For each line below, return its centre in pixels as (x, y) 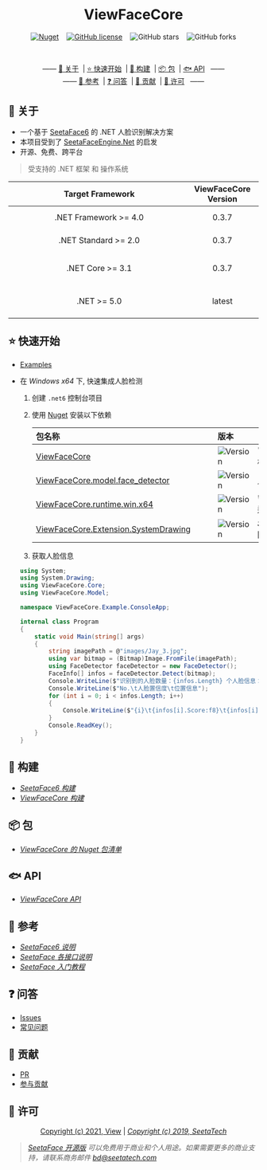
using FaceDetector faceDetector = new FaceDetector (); (143, 666)
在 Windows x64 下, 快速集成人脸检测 (81, 381)
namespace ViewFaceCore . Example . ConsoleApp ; (95, 607)
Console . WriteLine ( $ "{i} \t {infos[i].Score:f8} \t (145, 711)
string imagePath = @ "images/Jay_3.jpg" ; (118, 651)
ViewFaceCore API (50, 899)
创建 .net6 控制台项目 (67, 398)
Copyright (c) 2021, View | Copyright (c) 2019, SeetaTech (133, 1131)
